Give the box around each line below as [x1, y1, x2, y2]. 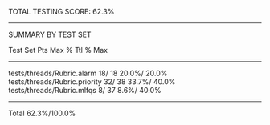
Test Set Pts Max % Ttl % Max [8, 46, 108, 54]
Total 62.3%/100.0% [8, 108, 76, 118]
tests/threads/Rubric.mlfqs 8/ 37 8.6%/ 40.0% [8, 86, 162, 95]
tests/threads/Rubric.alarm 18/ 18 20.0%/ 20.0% [8, 68, 168, 78]
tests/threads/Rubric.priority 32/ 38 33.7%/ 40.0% [8, 77, 176, 87]
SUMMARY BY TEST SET [8, 30, 92, 39]
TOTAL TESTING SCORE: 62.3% [8, 7, 115, 16]
